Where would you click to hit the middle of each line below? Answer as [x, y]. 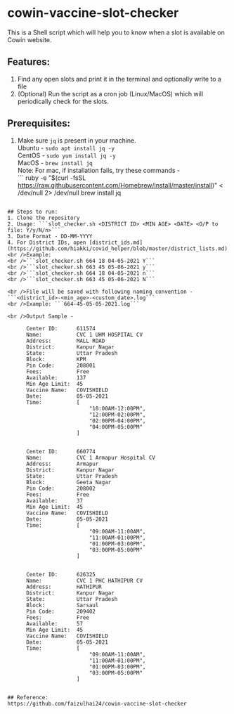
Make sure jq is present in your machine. [77, 140]
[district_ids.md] [116, 242]
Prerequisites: [39, 123]
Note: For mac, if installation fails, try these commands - [99, 170]
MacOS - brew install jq [55, 162]
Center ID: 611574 [61, 328]
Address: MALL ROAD [65, 341]
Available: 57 [54, 623]
